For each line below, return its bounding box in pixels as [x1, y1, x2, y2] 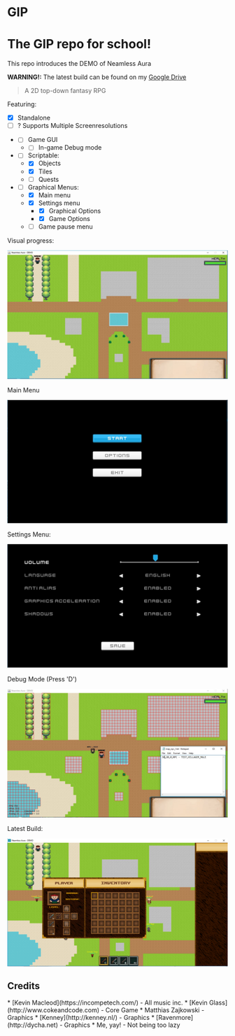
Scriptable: [27, 151, 59, 159]
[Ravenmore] [156, 1014, 194, 1022]
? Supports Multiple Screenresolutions [17, 122, 128, 130]
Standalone [17, 113, 51, 122]
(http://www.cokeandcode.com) [7, 1006, 100, 1014]
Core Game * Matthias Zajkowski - [105, 1006, 205, 1014]
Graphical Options [48, 206, 101, 215]
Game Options [48, 214, 91, 222]
